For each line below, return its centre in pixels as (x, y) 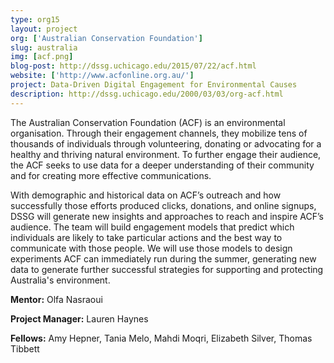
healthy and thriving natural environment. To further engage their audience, (166, 154)
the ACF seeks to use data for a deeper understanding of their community (162, 165)
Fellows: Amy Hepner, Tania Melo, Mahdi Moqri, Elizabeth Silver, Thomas (161, 338)
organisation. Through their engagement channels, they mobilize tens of (159, 133)
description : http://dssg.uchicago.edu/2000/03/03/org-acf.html (147, 94)
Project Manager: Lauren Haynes (79, 318)
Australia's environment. (60, 280)
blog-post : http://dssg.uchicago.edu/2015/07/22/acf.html (133, 66)
